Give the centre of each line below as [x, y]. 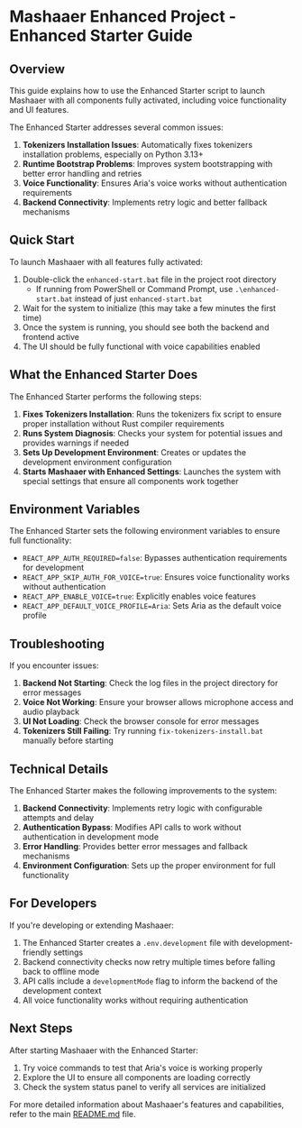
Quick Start [42, 240]
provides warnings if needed [75, 443]
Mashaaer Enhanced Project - [123, 17]
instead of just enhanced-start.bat [138, 298]
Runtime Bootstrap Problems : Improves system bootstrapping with [147, 164]
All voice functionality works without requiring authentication [135, 1000]
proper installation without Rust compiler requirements [124, 423]
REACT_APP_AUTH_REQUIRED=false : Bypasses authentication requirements [155, 558]
